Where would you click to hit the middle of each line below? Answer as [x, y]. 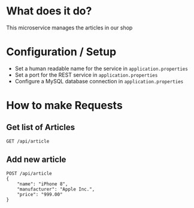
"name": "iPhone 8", [43, 184]
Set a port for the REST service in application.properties [86, 75]
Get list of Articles [41, 127]
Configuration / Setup [61, 52]
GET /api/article [28, 141]
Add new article [36, 160]
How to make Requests [64, 105]
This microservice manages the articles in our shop [69, 28]
